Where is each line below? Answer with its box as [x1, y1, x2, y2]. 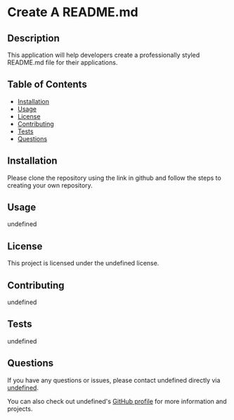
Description [7, 32, 60, 44]
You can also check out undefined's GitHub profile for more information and [7, 397, 227, 405]
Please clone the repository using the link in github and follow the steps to [7, 173, 221, 182]
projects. [7, 405, 33, 413]
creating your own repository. [7, 181, 93, 190]
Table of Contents [7, 79, 88, 91]
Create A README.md [7, 4, 138, 20]
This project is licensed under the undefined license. [7, 259, 160, 268]
